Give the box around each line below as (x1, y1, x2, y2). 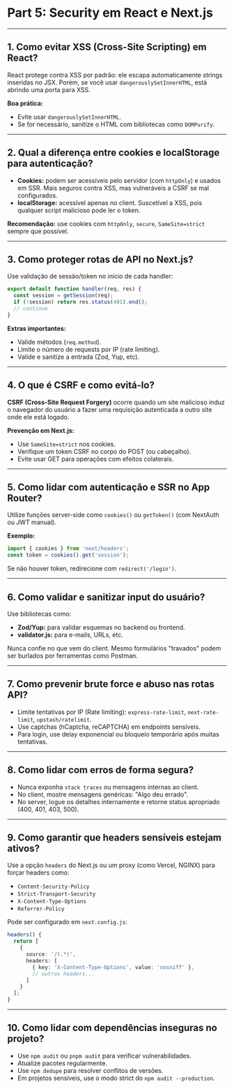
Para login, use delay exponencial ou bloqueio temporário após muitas (17, 729, 219, 738)
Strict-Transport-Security (17, 891, 96, 898)
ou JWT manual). (7, 518, 57, 526)
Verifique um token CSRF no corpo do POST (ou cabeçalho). (17, 447, 192, 455)
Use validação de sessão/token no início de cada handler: (7, 272, 173, 281)
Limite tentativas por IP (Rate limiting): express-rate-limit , (17, 707, 187, 716)
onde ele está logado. (7, 413, 70, 421)
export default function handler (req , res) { (7, 286, 141, 292)
